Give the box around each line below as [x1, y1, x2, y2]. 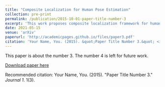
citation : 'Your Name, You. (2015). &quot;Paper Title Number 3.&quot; [5, 39, 155, 44]
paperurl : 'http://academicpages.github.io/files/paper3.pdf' [5, 35, 135, 40]
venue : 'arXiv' [5, 30, 36, 35]
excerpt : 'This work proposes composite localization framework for [5, 21, 148, 26]
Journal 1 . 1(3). [5, 77, 35, 83]
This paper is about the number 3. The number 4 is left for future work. [5, 53, 149, 58]
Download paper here [5, 62, 49, 68]
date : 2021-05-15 [5, 26, 41, 30]
